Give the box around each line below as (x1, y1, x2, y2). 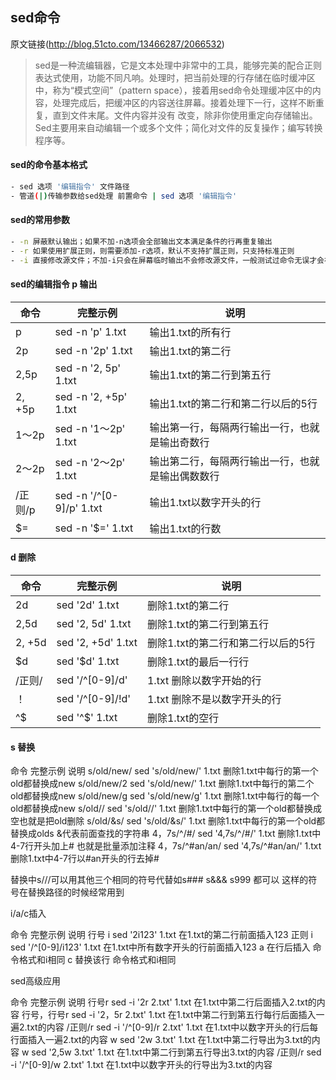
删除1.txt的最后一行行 (146, 655, 250, 668)
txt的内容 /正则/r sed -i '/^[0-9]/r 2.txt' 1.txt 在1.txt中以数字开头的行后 (26, 1021, 310, 1033)
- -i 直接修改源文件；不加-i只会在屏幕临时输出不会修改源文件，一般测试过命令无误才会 (10, 255, 325, 265)
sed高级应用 (10, 975, 62, 987)
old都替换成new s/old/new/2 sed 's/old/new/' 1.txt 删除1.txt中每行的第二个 (10, 778, 315, 790)
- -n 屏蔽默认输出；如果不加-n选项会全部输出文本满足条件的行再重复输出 (10, 236, 273, 247)
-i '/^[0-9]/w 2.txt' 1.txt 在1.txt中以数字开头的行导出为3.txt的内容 (10, 1059, 273, 1071)
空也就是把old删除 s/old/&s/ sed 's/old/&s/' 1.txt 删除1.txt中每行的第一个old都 (10, 815, 326, 827)
